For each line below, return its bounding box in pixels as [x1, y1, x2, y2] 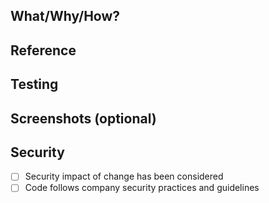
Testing [10, 76, 59, 93]
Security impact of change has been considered [24, 170, 224, 183]
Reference [10, 42, 77, 59]
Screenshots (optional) [10, 110, 157, 127]
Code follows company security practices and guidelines [24, 182, 260, 194]
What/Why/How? [10, 8, 121, 25]
